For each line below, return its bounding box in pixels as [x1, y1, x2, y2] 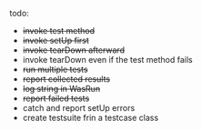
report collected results [22, 74, 111, 85]
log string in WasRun [22, 84, 101, 94]
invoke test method [22, 25, 96, 35]
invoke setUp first [22, 35, 89, 45]
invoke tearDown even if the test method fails [22, 55, 193, 65]
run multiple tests [22, 64, 88, 75]
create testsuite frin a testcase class [22, 113, 159, 123]
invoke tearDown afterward [22, 45, 126, 55]
